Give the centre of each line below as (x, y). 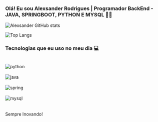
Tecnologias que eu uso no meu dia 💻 (52, 48)
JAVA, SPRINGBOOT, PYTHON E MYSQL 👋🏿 (59, 14)
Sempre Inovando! (24, 114)
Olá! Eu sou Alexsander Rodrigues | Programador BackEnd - (79, 8)
